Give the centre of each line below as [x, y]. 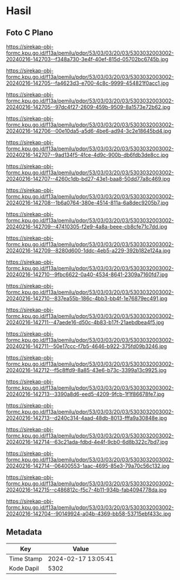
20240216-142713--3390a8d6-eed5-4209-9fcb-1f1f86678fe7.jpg [85, 394]
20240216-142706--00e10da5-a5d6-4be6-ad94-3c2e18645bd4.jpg [89, 131]
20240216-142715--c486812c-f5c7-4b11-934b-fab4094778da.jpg [86, 490]
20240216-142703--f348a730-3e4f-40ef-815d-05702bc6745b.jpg [87, 59]
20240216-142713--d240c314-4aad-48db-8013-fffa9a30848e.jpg [86, 418]
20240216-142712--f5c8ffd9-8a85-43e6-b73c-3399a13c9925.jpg [86, 370]
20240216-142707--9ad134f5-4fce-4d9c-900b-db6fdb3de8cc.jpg [87, 155]
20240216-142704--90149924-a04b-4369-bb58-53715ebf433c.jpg [89, 514]
